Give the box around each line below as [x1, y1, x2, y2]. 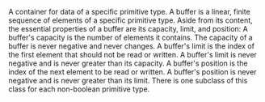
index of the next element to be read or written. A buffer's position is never [8, 67, 257, 76]
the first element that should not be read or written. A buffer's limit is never [8, 50, 257, 59]
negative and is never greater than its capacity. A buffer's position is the [8, 58, 248, 68]
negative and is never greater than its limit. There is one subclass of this [8, 76, 248, 85]
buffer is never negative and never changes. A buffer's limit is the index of [8, 41, 254, 51]
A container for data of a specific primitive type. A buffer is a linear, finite [8, 7, 250, 16]
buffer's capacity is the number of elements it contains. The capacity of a [8, 32, 253, 42]
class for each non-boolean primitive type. [8, 84, 150, 94]
